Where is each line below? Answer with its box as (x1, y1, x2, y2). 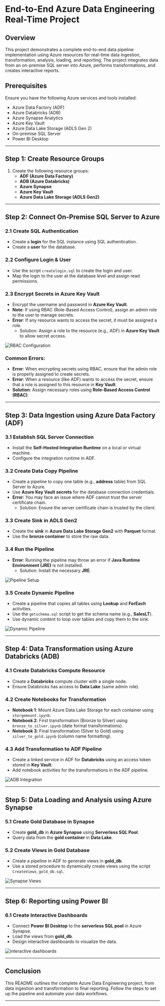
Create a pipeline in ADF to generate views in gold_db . (12, 858, 123, 864)
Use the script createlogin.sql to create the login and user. (12, 268, 133, 273)
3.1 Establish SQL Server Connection (5, 434, 94, 440)
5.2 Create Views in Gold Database (5, 846, 90, 853)
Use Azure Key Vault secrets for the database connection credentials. (12, 489, 155, 495)
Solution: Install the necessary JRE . (19, 568, 91, 573)
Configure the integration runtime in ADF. (12, 455, 96, 461)
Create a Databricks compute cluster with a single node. (12, 678, 127, 684)
